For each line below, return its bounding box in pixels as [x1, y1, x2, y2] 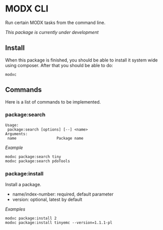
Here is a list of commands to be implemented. [5, 98, 101, 105]
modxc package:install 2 [5, 216, 57, 221]
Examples [5, 206, 26, 212]
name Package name [7, 135, 84, 140]
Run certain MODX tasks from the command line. [5, 19, 106, 25]
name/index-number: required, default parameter [12, 191, 114, 197]
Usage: [5, 122, 19, 127]
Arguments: [5, 131, 28, 136]
